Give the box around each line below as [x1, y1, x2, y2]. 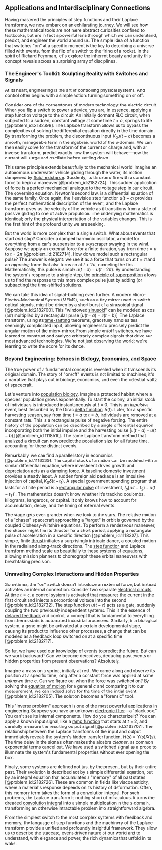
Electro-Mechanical [5, 297, 44, 302]
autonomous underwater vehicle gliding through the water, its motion [5, 169, 143, 175]
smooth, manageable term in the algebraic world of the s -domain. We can [5, 139, 152, 145]
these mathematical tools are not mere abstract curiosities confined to [5, 27, 145, 33]
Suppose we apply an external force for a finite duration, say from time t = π [5, 246, 157, 252]
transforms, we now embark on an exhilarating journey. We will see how [5, 22, 148, 28]
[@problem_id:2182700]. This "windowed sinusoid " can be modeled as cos [5, 307, 155, 313]
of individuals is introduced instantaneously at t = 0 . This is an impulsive [5, 402, 149, 407]
